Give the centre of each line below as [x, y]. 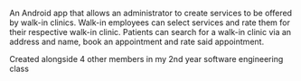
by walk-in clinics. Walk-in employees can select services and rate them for [150, 22]
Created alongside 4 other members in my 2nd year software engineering [146, 59]
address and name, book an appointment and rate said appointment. [137, 41]
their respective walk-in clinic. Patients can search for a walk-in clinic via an [150, 32]
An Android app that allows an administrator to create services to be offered [150, 13]
